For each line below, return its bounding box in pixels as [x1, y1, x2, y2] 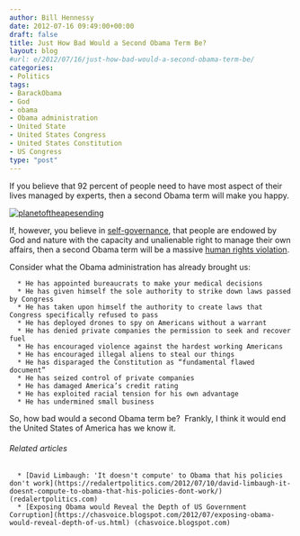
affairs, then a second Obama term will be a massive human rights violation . [9, 244, 290, 255]
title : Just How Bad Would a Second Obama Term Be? [9, 38, 207, 48]
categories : [9, 64, 54, 73]
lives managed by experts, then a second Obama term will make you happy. [9, 190, 290, 201]
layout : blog [9, 47, 58, 56]
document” [9, 366, 47, 375]
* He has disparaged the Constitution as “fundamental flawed [17, 358, 255, 367]
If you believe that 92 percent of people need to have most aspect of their [9, 180, 283, 191]
